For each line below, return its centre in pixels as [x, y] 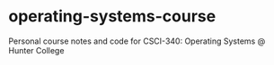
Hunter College [36, 50]
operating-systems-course [112, 16]
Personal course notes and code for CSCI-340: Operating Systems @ [137, 41]
